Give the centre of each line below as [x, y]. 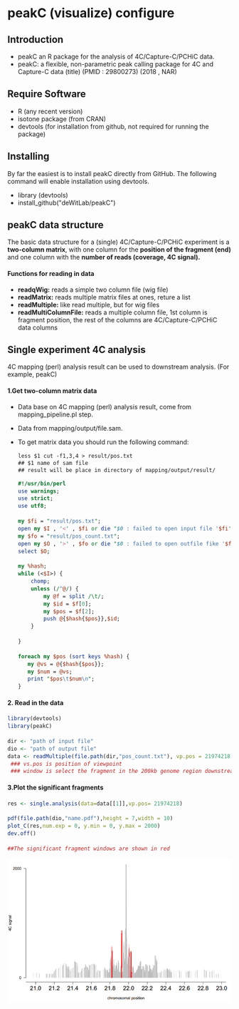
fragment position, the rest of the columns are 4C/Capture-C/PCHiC [117, 319]
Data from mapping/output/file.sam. [70, 428]
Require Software [47, 94]
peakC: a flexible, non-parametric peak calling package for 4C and [115, 64]
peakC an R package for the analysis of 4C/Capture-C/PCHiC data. [116, 56]
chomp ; [41, 582]
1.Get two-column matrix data [52, 391]
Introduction [36, 40]
